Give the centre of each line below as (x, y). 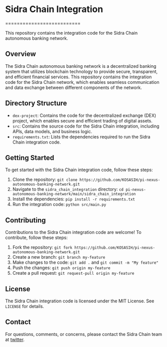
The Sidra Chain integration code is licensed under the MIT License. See (80, 301)
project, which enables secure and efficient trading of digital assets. (82, 121)
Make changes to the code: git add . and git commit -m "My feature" (85, 263)
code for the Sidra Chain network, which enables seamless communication (82, 82)
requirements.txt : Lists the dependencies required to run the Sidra (81, 137)
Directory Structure (36, 103)
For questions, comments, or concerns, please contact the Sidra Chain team (84, 334)
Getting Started (30, 157)
